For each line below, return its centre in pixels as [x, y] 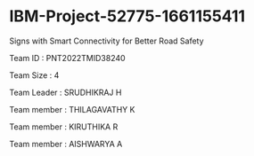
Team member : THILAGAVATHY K [72, 109]
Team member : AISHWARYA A [66, 144]
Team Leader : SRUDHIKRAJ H [66, 92]
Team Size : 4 [34, 75]
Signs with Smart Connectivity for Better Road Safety [107, 41]
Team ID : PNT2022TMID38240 [68, 58]
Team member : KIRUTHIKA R [64, 127]
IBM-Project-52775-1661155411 [127, 16]
